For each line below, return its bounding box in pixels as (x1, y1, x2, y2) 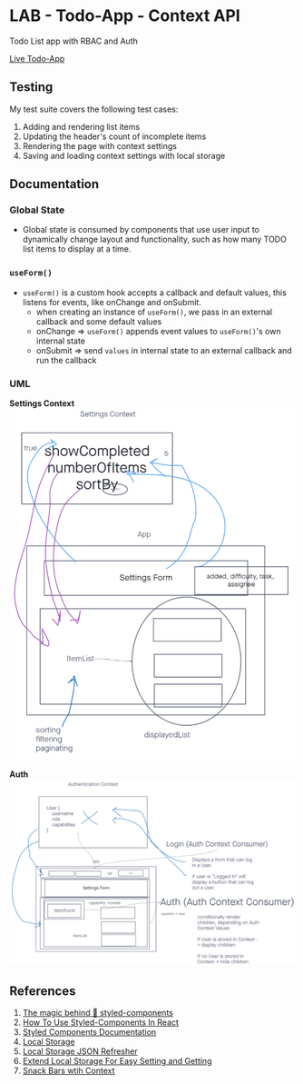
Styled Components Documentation (22, 1027, 157, 1038)
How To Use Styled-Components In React (22, 1017, 180, 1028)
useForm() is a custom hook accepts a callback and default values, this (22, 287, 288, 298)
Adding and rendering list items (22, 121, 141, 132)
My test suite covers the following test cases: (9, 104, 179, 114)
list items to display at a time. (22, 244, 132, 254)
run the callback (35, 354, 97, 365)
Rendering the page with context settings (22, 140, 177, 151)
